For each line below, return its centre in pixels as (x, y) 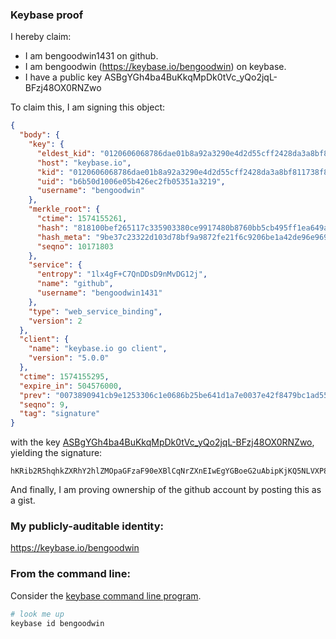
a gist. (23, 500)
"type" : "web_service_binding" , (95, 311)
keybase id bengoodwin (57, 623)
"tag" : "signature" (60, 414)
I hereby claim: (41, 37)
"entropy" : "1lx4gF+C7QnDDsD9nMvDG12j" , (122, 274)
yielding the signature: (56, 453)
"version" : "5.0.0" (69, 358)
